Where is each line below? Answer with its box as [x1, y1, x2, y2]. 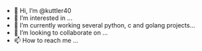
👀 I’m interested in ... [13, 14, 73, 22]
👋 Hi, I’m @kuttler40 [13, 7, 71, 14]
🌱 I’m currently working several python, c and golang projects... [13, 21, 196, 29]
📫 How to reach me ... [13, 37, 78, 44]
